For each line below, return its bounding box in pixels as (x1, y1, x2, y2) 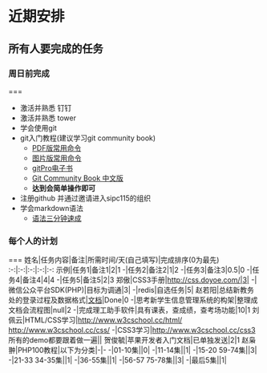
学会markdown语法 (19, 203, 84, 213)
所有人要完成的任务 (8, 42, 103, 55)
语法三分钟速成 (31, 213, 82, 223)
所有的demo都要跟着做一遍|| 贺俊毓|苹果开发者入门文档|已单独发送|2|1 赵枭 (8, 335, 257, 345)
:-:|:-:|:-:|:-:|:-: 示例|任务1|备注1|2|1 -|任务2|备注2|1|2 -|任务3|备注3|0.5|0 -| (8, 266, 253, 275)
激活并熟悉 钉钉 (19, 103, 72, 112)
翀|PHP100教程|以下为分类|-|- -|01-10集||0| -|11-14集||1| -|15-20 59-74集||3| (8, 346, 257, 355)
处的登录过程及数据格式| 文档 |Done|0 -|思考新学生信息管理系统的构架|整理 (8, 295, 251, 305)
